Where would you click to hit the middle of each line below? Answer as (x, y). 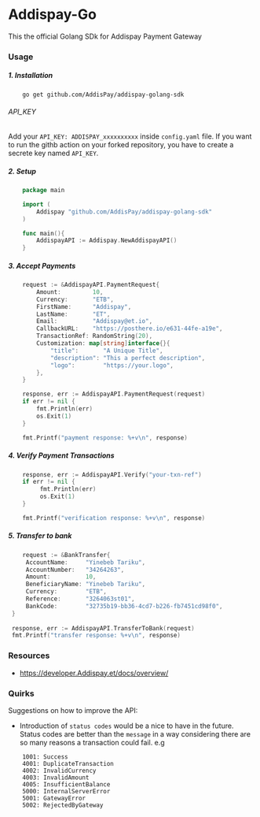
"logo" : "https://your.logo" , (112, 365)
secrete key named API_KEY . (53, 153)
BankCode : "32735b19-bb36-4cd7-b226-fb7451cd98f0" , (124, 606)
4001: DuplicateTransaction (68, 763)
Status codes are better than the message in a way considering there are (135, 733)
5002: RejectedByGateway (63, 805)
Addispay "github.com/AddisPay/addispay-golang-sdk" (125, 212)
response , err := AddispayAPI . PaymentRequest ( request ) (114, 394)
